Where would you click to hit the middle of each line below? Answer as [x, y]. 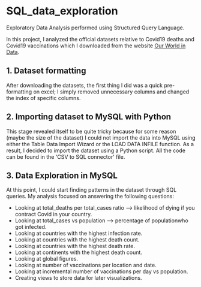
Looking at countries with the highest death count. [77, 240]
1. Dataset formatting [46, 71]
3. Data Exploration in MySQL [62, 175]
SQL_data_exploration [62, 11]
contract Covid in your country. [53, 215]
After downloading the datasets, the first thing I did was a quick [85, 85]
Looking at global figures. [46, 259]
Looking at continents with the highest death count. [79, 252]
